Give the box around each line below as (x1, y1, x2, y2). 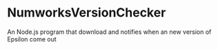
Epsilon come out (7, 35, 57, 43)
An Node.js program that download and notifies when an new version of (7, 28, 212, 36)
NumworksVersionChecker (7, 5, 166, 21)
